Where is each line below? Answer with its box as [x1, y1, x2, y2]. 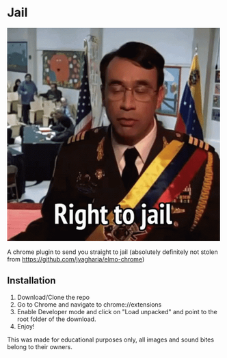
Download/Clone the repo [16, 293, 90, 301]
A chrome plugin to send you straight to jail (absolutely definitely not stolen [7, 248, 218, 256]
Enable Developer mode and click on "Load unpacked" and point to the [16, 307, 217, 316]
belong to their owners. [7, 342, 73, 350]
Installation [7, 275, 56, 287]
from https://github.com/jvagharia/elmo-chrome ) [7, 255, 145, 263]
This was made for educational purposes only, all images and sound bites [7, 335, 214, 344]
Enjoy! [16, 322, 35, 330]
